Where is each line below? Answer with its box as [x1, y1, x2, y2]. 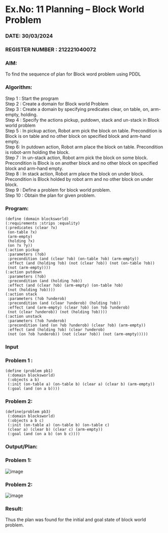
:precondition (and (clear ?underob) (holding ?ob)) [7, 300, 121, 306]
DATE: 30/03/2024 [5, 32, 53, 40]
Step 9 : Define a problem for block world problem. [5, 186, 111, 193]
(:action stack [5, 291, 37, 297]
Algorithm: [5, 84, 32, 91]
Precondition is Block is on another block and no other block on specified [5, 160, 158, 166]
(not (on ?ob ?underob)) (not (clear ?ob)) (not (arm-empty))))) [7, 331, 148, 336]
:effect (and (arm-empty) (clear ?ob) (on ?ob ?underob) [7, 305, 130, 310]
